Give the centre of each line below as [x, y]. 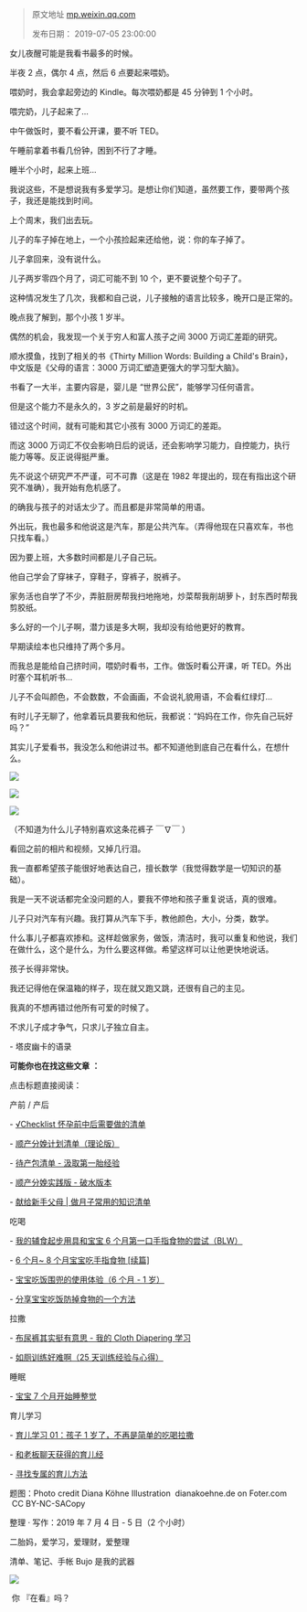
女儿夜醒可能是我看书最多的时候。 [74, 53]
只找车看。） [32, 538]
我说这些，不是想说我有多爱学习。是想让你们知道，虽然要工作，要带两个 [145, 189]
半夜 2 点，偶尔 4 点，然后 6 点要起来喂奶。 [92, 73]
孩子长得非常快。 [42, 969]
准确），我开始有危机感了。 [75, 487]
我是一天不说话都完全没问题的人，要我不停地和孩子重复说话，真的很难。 [145, 899]
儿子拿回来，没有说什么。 [58, 259]
